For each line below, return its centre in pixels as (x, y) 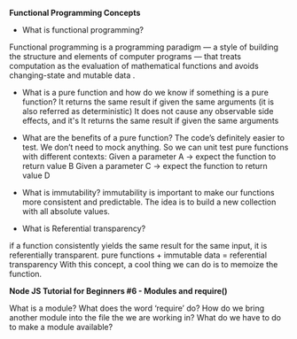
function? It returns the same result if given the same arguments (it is (148, 102)
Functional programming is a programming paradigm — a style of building (144, 47)
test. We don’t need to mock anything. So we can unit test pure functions (155, 147)
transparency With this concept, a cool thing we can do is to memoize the (144, 264)
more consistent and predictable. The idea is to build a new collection (149, 202)
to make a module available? (61, 327)
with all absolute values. (66, 211)
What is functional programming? (83, 30)
